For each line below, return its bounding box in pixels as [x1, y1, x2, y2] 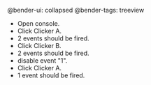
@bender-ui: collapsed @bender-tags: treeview [7, 6, 145, 14]
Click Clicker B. [17, 42, 62, 49]
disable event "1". [17, 56, 68, 65]
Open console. [17, 20, 60, 27]
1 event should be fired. [17, 71, 85, 79]
